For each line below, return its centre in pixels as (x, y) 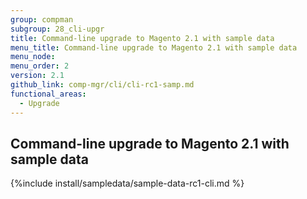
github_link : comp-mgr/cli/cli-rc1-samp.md (102, 85)
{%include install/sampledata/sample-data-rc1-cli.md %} (127, 183)
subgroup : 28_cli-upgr (57, 29)
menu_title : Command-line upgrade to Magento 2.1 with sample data (154, 47)
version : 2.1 (37, 76)
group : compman (42, 19)
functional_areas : (48, 94)
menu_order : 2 (40, 66)
